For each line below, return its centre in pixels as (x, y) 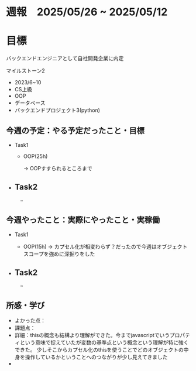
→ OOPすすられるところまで (58, 168)
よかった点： (30, 321)
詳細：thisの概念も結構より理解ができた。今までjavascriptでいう (92, 335)
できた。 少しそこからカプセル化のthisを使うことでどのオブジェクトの (99, 350)
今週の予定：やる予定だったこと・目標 (75, 130)
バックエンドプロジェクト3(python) (57, 110)
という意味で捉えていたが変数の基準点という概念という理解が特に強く (104, 342)
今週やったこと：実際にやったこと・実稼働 (83, 220)
